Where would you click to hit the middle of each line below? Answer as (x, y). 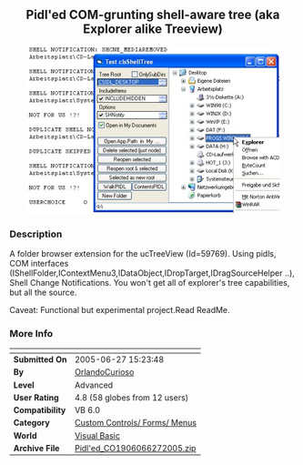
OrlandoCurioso (104, 372)
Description (36, 234)
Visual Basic (97, 435)
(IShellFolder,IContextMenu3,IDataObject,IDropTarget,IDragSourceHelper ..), (152, 273)
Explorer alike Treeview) (153, 30)
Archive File (36, 448)
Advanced (94, 385)
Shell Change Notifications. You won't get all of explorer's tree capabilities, (150, 283)
